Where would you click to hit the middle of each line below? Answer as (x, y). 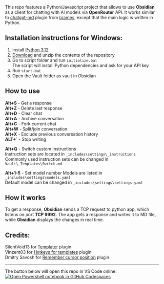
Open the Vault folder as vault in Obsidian (54, 76)
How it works (25, 198)
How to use (22, 91)
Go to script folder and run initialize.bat (55, 60)
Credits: (18, 235)
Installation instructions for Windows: (64, 38)
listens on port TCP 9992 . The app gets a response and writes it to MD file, (81, 215)
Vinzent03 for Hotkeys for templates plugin (48, 252)
